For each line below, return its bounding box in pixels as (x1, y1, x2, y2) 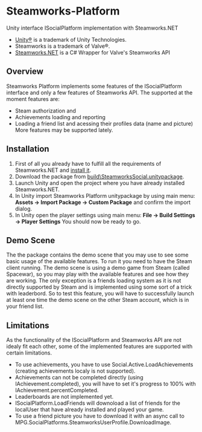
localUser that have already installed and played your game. (14, 406, 164, 413)
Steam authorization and (14, 107, 77, 114)
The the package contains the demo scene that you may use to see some (6, 251, 189, 258)
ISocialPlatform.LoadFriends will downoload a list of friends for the (14, 399, 181, 407)
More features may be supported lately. (14, 126, 113, 134)
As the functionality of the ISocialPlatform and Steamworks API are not (6, 336, 182, 344)
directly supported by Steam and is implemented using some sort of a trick (6, 283, 192, 291)
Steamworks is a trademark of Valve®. (14, 42, 110, 50)
